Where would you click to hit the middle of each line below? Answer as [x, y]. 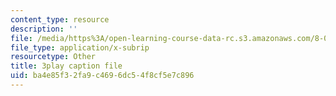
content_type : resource [60, 19]
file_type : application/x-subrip [80, 47]
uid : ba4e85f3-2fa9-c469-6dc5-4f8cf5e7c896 [102, 76]
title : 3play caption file [66, 66]
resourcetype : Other [53, 57]
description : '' [44, 29]
